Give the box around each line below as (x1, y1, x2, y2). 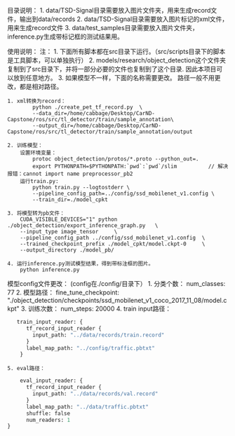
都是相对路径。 (19, 83, 63, 90)
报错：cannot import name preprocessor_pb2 (7, 170, 133, 177)
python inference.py (20, 266, 80, 273)
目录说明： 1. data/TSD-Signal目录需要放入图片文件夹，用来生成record (7, 6, 211, 14)
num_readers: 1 (25, 416, 71, 423)
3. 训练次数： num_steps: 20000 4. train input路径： (20, 304, 172, 313)
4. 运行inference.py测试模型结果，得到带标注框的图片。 (7, 260, 154, 267)
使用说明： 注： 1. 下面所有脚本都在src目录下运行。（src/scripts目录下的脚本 (7, 48, 226, 55)
